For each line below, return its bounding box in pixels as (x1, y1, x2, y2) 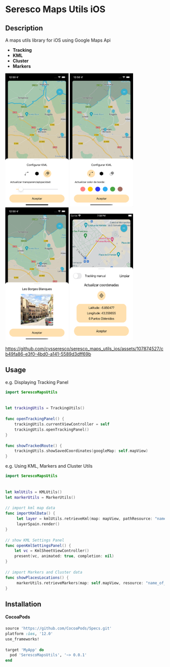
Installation (5, 600, 41, 608)
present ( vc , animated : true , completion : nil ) (14, 554, 114, 559)
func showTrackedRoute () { (5, 443, 62, 448)
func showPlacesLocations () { (5, 575, 69, 580)
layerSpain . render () (16, 521, 60, 527)
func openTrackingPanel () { (5, 416, 65, 422)
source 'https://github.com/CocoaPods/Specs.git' (5, 626, 112, 631)
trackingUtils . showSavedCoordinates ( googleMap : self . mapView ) (14, 448, 148, 453)
